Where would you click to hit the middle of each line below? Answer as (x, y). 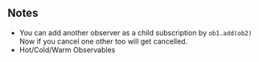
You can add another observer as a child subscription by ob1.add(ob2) (136, 32)
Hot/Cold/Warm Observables (67, 50)
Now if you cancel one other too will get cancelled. (103, 41)
